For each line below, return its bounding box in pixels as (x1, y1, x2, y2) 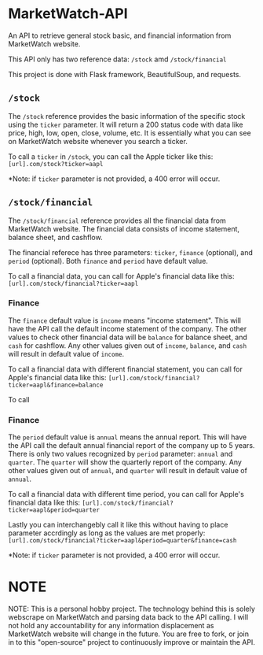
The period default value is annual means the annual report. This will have (8, 432, 247, 442)
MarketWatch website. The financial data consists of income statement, (8, 224, 240, 233)
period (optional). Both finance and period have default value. (8, 256, 208, 265)
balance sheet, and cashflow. (8, 232, 104, 242)
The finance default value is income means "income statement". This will (8, 316, 242, 325)
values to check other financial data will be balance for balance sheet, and (8, 332, 247, 342)
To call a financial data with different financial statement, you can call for (8, 364, 243, 374)
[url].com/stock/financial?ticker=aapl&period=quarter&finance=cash (8, 537, 237, 545)
